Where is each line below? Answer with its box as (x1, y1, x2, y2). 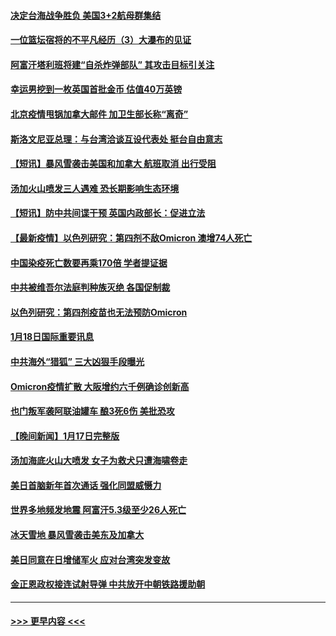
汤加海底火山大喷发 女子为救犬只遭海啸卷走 (10, 455, 188, 467)
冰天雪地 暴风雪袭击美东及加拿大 (10, 529, 145, 541)
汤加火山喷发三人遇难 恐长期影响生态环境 (10, 182, 180, 194)
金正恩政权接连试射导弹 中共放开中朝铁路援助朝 (10, 578, 206, 590)
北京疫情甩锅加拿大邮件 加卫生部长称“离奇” (10, 108, 189, 120)
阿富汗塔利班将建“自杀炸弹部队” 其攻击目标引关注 (10, 58, 215, 70)
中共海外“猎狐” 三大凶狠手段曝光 (10, 355, 145, 367)
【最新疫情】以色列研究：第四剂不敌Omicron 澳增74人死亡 (10, 231, 253, 244)
